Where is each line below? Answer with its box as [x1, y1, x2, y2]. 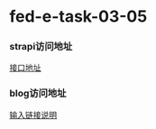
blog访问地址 [9, 88, 67, 100]
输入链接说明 [9, 109, 57, 120]
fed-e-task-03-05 [9, 6, 148, 27]
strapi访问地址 [9, 41, 73, 53]
